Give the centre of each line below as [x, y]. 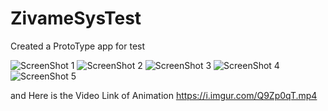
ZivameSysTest [76, 18]
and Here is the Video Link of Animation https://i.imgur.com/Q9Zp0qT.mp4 [164, 95]
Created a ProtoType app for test [78, 46]
